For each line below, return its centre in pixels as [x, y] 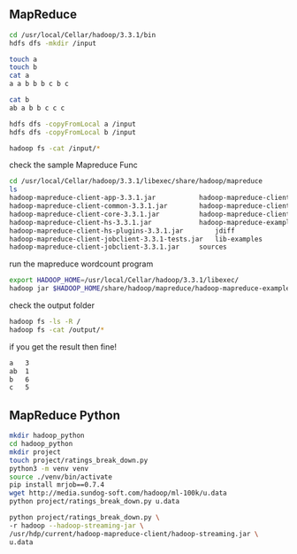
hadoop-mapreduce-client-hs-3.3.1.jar [80, 222]
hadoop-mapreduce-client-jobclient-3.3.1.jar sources [118, 247]
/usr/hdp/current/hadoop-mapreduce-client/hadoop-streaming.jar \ [134, 534]
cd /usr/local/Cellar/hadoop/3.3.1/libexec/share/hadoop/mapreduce [136, 181]
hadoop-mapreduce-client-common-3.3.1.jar [88, 206]
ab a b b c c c [37, 108]
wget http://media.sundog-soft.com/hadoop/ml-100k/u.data [118, 493]
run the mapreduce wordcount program [81, 264]
